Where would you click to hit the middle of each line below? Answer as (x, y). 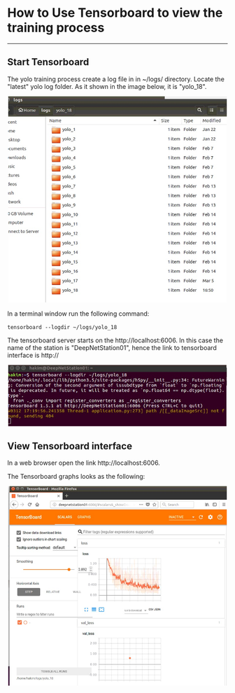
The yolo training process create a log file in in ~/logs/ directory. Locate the (116, 79)
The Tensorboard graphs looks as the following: (76, 476)
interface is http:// (33, 356)
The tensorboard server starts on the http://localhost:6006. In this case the (115, 340)
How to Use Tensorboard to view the (115, 13)
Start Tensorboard (48, 62)
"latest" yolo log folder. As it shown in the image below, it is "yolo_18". (107, 86)
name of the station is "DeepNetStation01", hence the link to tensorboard (112, 348)
